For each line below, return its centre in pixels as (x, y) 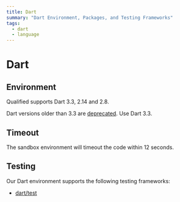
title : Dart (21, 12)
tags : (13, 23)
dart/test (26, 193)
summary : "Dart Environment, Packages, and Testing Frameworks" (90, 18)
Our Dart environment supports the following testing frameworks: (88, 181)
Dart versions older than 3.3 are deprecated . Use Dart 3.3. (79, 114)
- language (26, 35)
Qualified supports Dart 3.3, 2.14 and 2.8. (58, 102)
